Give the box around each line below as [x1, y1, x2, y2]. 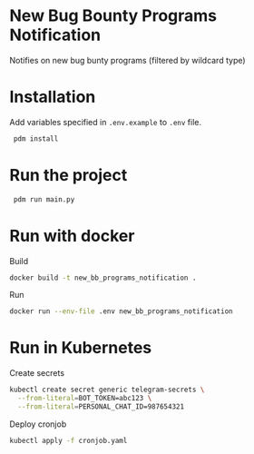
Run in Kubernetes [9, 338, 152, 359]
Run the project [9, 164, 128, 185]
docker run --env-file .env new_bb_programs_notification [9, 307, 233, 316]
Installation [9, 87, 96, 107]
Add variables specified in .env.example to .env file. [9, 116, 202, 127]
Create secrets [9, 368, 65, 379]
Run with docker [9, 225, 135, 246]
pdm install [13, 133, 59, 143]
